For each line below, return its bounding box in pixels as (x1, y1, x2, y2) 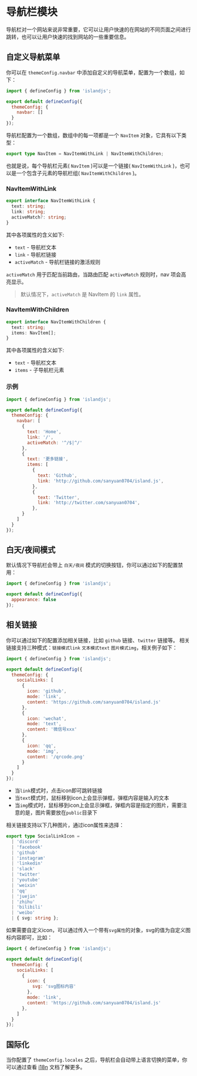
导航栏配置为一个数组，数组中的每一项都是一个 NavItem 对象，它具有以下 (6, 132, 182, 139)
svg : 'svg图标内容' (32, 984, 76, 990)
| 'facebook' (11, 844, 43, 850)
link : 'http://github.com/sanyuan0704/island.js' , (37, 478, 164, 484)
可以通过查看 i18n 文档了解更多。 (6, 1064, 86, 1071)
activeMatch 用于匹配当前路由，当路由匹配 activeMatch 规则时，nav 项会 (6, 271, 182, 278)
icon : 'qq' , (27, 743, 57, 749)
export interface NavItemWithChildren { (6, 319, 107, 325)
